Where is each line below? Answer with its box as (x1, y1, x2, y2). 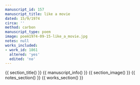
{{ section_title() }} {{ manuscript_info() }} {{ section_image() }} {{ (5, 70, 136, 75)
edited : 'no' (9, 57, 36, 61)
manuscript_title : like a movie (5, 12, 70, 16)
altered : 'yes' (9, 52, 40, 57)
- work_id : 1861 (5, 47, 38, 52)
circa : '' (5, 20, 25, 26)
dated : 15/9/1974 (5, 16, 40, 21)
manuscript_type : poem (5, 29, 51, 34)
